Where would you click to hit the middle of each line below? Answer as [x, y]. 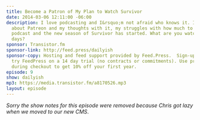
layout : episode [26, 89]
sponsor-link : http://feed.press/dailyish [60, 50]
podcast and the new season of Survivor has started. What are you [97, 34]
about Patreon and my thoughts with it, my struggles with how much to [102, 28]
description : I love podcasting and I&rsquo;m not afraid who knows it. [98, 22]
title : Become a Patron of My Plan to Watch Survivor [74, 12]
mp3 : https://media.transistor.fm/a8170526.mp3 [66, 83]
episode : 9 [20, 72]
